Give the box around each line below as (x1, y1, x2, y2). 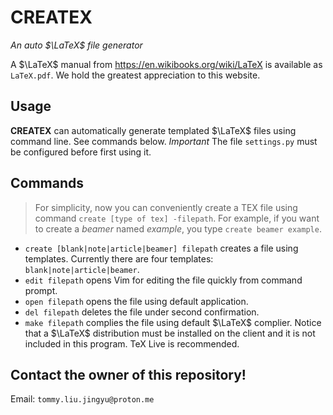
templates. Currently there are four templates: (24, 252, 214, 265)
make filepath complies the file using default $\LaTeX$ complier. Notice (24, 316, 322, 328)
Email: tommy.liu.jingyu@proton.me (10, 393, 155, 405)
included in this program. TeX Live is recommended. (24, 337, 240, 350)
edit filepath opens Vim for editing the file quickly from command (24, 274, 303, 286)
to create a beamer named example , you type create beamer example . (34, 222, 322, 235)
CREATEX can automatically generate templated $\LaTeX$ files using (10, 124, 297, 136)
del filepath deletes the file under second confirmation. (24, 306, 260, 318)
